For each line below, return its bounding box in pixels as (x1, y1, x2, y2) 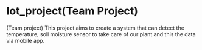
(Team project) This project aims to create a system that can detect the (6, 24, 184, 31)
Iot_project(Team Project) (6, 4, 139, 18)
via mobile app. (6, 37, 45, 44)
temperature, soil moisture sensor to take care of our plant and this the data (6, 30, 196, 37)
